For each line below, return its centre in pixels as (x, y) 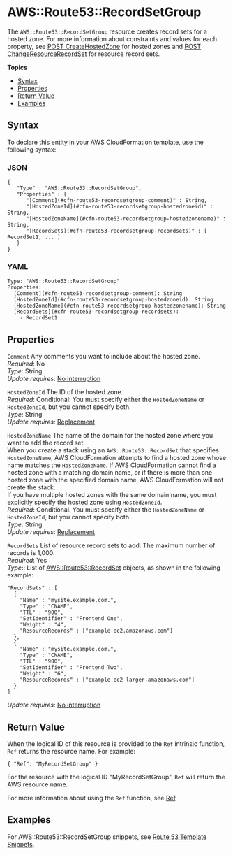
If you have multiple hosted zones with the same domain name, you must (112, 495)
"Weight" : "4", (44, 625)
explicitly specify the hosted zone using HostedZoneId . (85, 502)
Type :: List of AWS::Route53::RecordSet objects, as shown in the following (114, 568)
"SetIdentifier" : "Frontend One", (72, 619)
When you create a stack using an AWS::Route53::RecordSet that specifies (113, 450)
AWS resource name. (38, 784)
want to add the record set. (46, 443)
